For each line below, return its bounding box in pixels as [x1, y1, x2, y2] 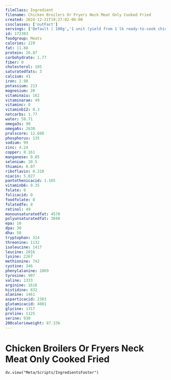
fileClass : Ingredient [5, 7, 53, 13]
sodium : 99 [5, 140, 28, 145]
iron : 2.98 [5, 79, 28, 84]
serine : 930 [5, 316, 31, 321]
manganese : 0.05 [5, 155, 40, 160]
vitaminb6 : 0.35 [5, 183, 40, 188]
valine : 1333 [5, 277, 33, 283]
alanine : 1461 [5, 292, 36, 297]
